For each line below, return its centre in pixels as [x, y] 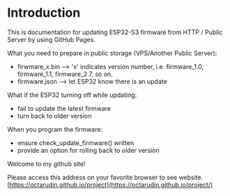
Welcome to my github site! [46, 164]
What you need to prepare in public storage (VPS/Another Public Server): [112, 53]
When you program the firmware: [55, 129]
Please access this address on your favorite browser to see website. [105, 177]
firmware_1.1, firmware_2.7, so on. [65, 74]
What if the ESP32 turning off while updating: [72, 95]
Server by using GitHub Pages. [52, 39]
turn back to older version [54, 116]
